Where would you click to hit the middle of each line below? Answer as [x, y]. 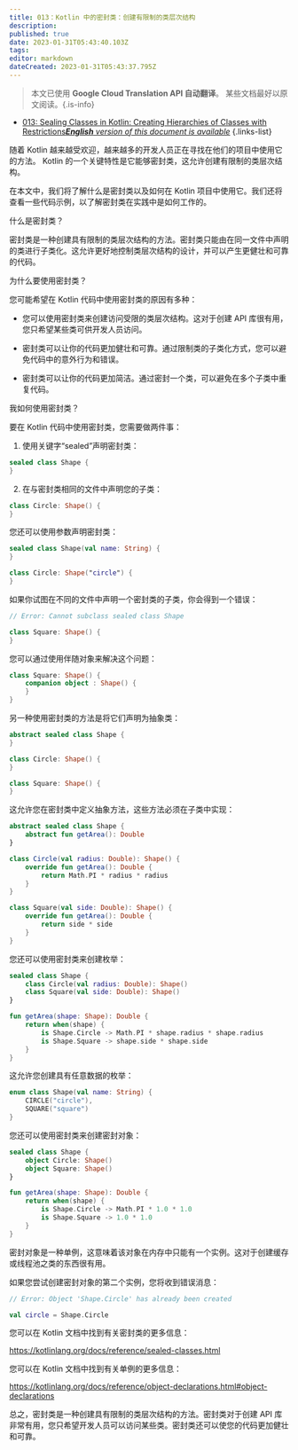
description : [33, 26]
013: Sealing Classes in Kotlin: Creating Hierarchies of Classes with [145, 121]
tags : [19, 51]
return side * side [77, 924]
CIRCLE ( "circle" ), [59, 1101]
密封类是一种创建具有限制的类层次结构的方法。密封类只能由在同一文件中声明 [149, 239]
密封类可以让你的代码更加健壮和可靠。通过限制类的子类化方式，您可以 [150, 348]
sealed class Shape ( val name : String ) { [85, 549]
